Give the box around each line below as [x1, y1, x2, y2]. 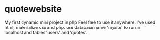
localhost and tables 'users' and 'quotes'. [4, 29, 88, 35]
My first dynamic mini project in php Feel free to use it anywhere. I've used [4, 19, 156, 25]
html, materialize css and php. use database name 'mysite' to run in [4, 24, 140, 30]
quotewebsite [4, 3, 62, 14]
